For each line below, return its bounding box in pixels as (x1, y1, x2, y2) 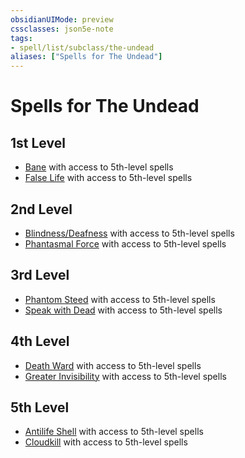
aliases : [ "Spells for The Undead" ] (10, 52, 163, 62)
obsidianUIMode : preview (10, 14, 114, 25)
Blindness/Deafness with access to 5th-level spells (24, 227, 235, 239)
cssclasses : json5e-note (10, 24, 114, 34)
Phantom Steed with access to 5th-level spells (24, 293, 216, 305)
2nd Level (10, 201, 73, 218)
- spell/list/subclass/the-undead (10, 42, 155, 53)
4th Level (10, 333, 70, 350)
